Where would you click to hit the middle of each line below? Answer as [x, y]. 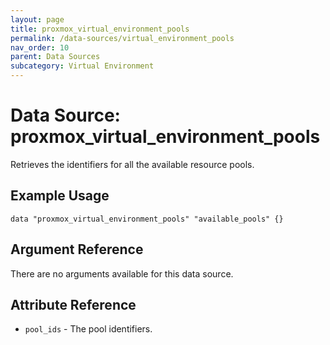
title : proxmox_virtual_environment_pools [100, 29]
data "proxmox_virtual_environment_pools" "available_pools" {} [147, 219]
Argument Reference [77, 249]
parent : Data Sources [55, 57]
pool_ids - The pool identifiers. [88, 329]
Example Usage [60, 196]
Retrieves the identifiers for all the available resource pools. [132, 164]
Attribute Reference [73, 304]
